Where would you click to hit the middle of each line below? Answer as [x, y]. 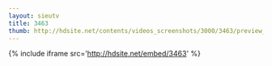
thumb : [19, 31]
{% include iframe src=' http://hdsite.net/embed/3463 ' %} [104, 54]
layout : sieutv [34, 16]
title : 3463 [28, 23]
